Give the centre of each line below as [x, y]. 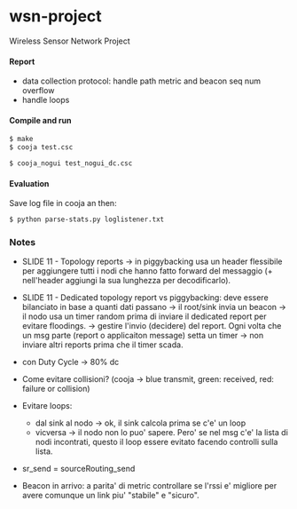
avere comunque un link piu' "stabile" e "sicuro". [110, 496]
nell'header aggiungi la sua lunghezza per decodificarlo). [126, 281]
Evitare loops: [47, 406]
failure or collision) [56, 389]
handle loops [46, 100]
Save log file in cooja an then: [63, 203]
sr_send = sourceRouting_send [78, 469]
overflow [38, 91]
